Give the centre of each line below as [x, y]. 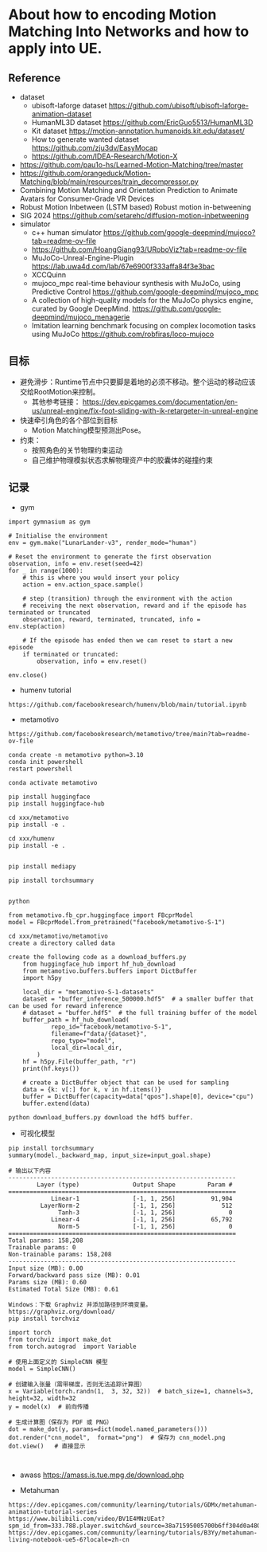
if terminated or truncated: [71, 654]
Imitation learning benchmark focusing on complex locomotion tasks [144, 325]
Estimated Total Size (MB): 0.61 [64, 1289]
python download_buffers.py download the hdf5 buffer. [101, 1117]
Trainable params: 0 [43, 1247]
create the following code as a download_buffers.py [97, 957]
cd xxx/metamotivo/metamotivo [58, 936]
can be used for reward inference [66, 1005]
